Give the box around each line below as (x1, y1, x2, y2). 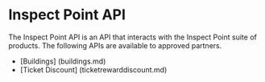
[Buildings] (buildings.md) (19, 56, 106, 66)
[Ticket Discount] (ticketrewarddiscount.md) (19, 64, 168, 74)
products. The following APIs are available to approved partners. (8, 40, 222, 50)
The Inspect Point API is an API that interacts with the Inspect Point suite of (8, 32, 258, 42)
